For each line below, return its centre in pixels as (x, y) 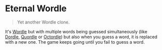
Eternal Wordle (36, 9)
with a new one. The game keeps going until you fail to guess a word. (75, 42)
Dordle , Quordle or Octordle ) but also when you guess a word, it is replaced (81, 37)
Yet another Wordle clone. (43, 22)
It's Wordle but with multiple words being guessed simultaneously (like (76, 31)
